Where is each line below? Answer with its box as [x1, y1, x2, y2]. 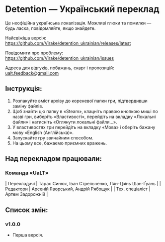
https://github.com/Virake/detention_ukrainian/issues [5, 55, 114, 61]
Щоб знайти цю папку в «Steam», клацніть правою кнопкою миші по [12, 108, 158, 114]
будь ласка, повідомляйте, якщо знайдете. [5, 25, 96, 31]
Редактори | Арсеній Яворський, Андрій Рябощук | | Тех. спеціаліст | [5, 186, 151, 192]
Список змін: [5, 206, 48, 214]
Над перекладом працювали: [5, 154, 102, 163]
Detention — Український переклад [5, 3, 160, 15]
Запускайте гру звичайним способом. [12, 134, 93, 140]
